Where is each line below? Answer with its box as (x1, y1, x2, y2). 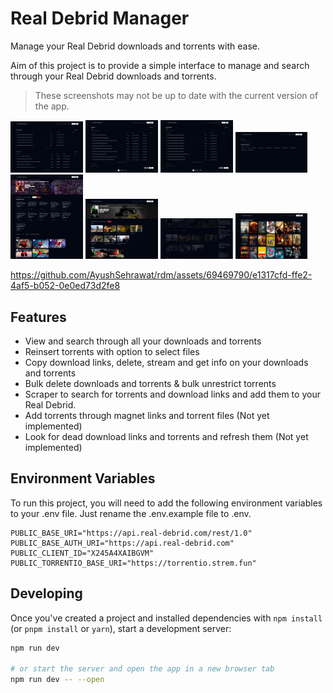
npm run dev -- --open (10, 675, 105, 685)
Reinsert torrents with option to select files (24, 345, 200, 357)
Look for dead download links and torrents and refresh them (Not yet (24, 430, 309, 442)
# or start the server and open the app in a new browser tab (10, 664, 275, 674)
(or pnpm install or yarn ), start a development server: (10, 622, 232, 634)
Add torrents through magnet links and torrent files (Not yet (24, 409, 270, 421)
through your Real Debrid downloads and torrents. (10, 70, 217, 82)
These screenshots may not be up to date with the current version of (34, 89, 319, 101)
